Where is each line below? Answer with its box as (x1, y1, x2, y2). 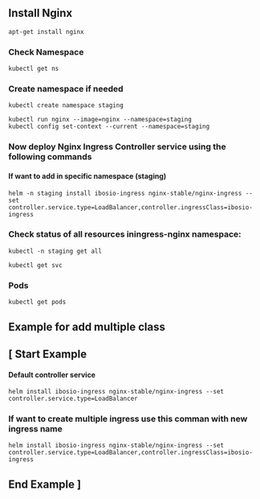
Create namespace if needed (8, 84, 124, 95)
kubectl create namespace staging (8, 101, 124, 109)
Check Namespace (8, 46, 84, 57)
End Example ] (8, 477, 82, 491)
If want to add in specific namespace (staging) (8, 171, 167, 180)
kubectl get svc (8, 261, 63, 269)
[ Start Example (8, 347, 87, 361)
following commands (8, 151, 92, 163)
